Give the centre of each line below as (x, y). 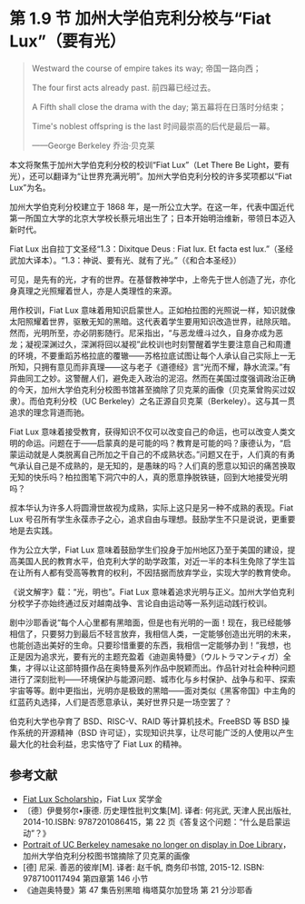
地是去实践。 (33, 530)
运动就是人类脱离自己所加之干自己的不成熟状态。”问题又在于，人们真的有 (152, 454)
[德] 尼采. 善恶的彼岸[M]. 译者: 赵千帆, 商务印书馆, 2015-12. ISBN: (143, 867)
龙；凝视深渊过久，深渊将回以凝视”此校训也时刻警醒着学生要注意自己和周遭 (151, 344)
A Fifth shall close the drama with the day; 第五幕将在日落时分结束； (159, 106)
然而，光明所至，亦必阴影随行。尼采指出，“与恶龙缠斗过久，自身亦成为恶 (147, 333)
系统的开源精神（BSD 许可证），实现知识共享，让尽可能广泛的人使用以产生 (156, 732)
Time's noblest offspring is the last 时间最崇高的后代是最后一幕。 (153, 126)
